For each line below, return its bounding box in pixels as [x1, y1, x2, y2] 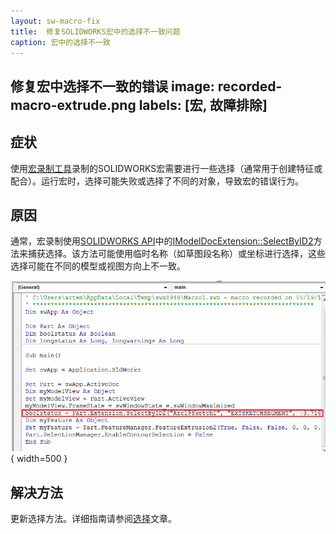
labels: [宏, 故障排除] [138, 96, 268, 114]
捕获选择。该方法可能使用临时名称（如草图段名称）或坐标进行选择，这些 [27, 248, 326, 260]
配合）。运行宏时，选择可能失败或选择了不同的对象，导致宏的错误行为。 [10, 175, 304, 187]
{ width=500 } [10, 453, 68, 465]
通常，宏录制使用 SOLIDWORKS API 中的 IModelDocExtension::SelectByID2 [10, 235, 314, 247]
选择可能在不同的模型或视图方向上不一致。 [10, 260, 186, 272]
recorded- [217, 78, 283, 95]
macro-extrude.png [10, 96, 137, 114]
